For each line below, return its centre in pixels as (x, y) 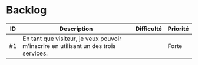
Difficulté (148, 29)
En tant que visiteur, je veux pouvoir (72, 39)
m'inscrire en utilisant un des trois (69, 46)
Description (76, 29)
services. (35, 53)
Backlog (27, 10)
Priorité (178, 29)
